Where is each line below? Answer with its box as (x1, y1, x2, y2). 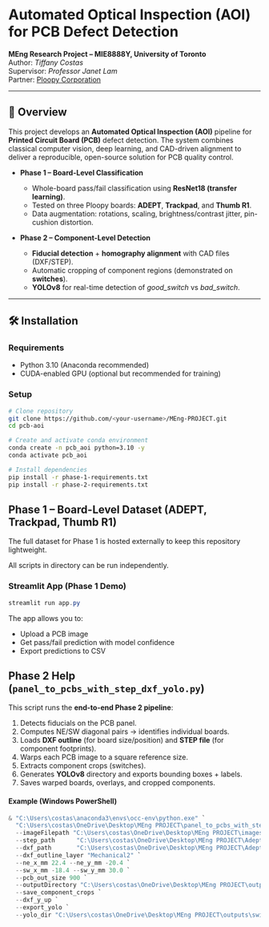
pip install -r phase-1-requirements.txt (8, 473, 149, 482)
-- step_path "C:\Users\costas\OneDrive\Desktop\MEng (15, 836, 214, 844)
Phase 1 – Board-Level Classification (19, 167, 144, 177)
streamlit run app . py (8, 599, 81, 607)
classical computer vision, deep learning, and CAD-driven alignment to (8, 143, 242, 153)
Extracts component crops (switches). (19, 761, 147, 771)
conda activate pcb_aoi (8, 451, 88, 460)
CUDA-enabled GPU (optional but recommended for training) (19, 369, 222, 378)
